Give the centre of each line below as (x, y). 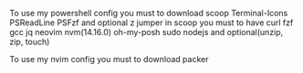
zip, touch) (30, 41)
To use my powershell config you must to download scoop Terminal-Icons (149, 13)
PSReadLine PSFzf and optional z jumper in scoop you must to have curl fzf (151, 23)
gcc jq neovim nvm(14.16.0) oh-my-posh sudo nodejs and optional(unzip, (146, 32)
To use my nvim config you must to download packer (109, 59)
